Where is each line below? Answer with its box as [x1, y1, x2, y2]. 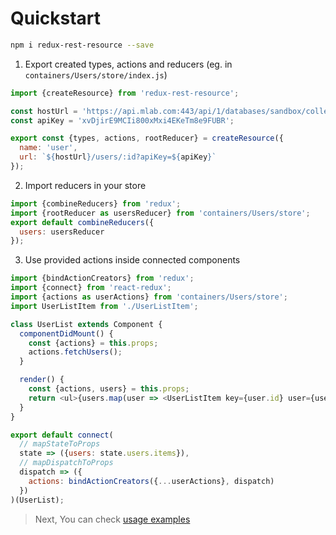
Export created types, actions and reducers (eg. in [24, 58, 233, 70]
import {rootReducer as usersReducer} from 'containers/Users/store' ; [10, 208, 311, 218]
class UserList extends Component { [10, 319, 163, 329]
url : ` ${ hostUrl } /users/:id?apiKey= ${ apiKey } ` [19, 152, 217, 162]
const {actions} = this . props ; [28, 338, 159, 348]
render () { [19, 375, 65, 385]
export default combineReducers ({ [10, 217, 155, 227]
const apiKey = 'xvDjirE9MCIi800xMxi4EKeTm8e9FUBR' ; [10, 115, 235, 126]
